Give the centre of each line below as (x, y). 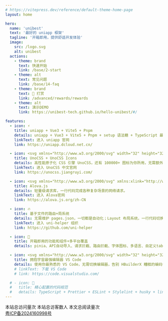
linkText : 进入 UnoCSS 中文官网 (45, 168)
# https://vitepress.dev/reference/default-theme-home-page (69, 10)
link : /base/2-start (40, 70)
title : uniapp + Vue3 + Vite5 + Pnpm (53, 130)
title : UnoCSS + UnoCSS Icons (46, 158)
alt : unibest (28, 51)
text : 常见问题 (33, 80)
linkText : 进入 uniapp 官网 (42, 140)
